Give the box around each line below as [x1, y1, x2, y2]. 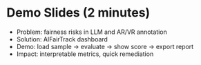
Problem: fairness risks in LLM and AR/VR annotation [16, 28, 167, 36]
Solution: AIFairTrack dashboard [16, 35, 108, 43]
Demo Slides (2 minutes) [6, 5, 151, 21]
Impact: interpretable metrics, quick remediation [16, 50, 154, 58]
